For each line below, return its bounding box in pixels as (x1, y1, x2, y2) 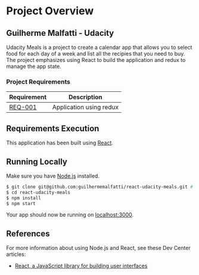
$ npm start (6, 200, 36, 206)
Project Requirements (6, 78, 70, 86)
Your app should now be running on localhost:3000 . (6, 211, 134, 218)
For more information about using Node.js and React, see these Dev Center (6, 245, 191, 252)
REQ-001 (9, 103, 37, 112)
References (6, 228, 50, 239)
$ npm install (6, 195, 42, 201)
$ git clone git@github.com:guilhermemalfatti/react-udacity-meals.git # (6, 184, 194, 190)
